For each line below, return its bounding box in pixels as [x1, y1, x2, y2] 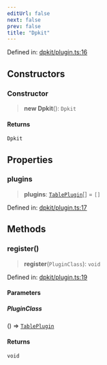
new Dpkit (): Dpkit [23, 104, 76, 112]
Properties [7, 154, 53, 166]
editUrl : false [7, 10, 50, 17]
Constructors [7, 68, 65, 80]
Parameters [7, 289, 41, 297]
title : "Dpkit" [7, 29, 50, 36]
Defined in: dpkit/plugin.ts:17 [7, 203, 87, 212]
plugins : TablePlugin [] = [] [23, 190, 101, 198]
